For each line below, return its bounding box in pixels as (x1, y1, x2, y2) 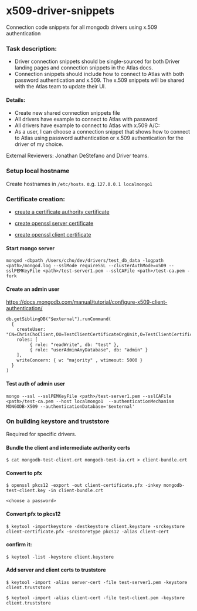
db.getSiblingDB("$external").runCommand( (6, 316, 111, 322)
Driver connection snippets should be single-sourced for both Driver (14, 58, 180, 65)
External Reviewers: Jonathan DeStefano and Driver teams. (6, 152, 150, 160)
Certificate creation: (6, 195, 66, 203)
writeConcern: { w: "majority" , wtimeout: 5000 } (16, 357, 143, 363)
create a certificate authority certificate (14, 208, 110, 215)
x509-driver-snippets (6, 4, 115, 18)
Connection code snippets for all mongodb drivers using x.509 (6, 24, 157, 31)
